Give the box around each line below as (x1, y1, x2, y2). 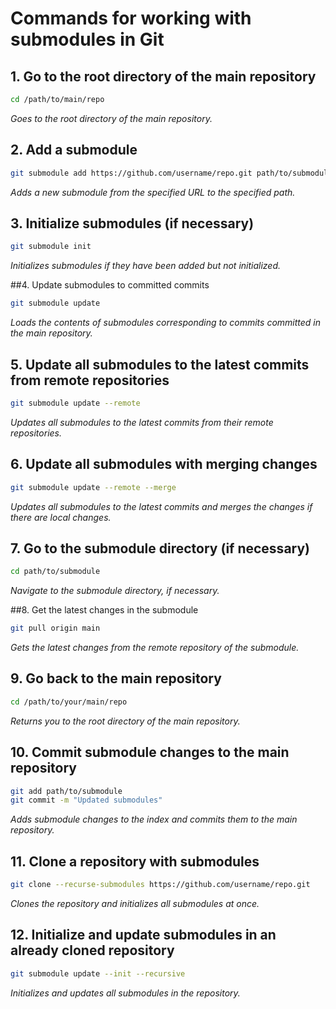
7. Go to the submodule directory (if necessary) (10, 540, 311, 557)
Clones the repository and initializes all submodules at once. (10, 898, 260, 909)
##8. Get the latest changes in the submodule (10, 604, 199, 616)
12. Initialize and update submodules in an (10, 927, 277, 944)
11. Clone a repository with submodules (10, 853, 260, 870)
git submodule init (10, 242, 92, 252)
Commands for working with (10, 7, 252, 30)
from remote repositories (10, 372, 170, 389)
